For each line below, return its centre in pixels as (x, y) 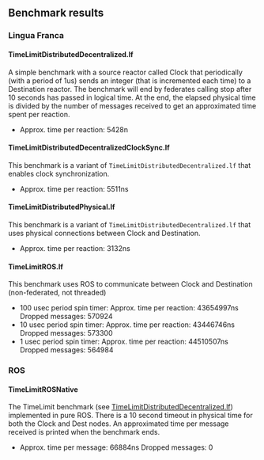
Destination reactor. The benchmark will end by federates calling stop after (130, 89)
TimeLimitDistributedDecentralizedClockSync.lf (89, 148)
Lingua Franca (36, 36)
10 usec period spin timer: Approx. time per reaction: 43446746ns (127, 325)
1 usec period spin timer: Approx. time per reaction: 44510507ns (124, 342)
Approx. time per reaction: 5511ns (74, 188)
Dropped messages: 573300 (66, 333)
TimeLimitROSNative (43, 389)
